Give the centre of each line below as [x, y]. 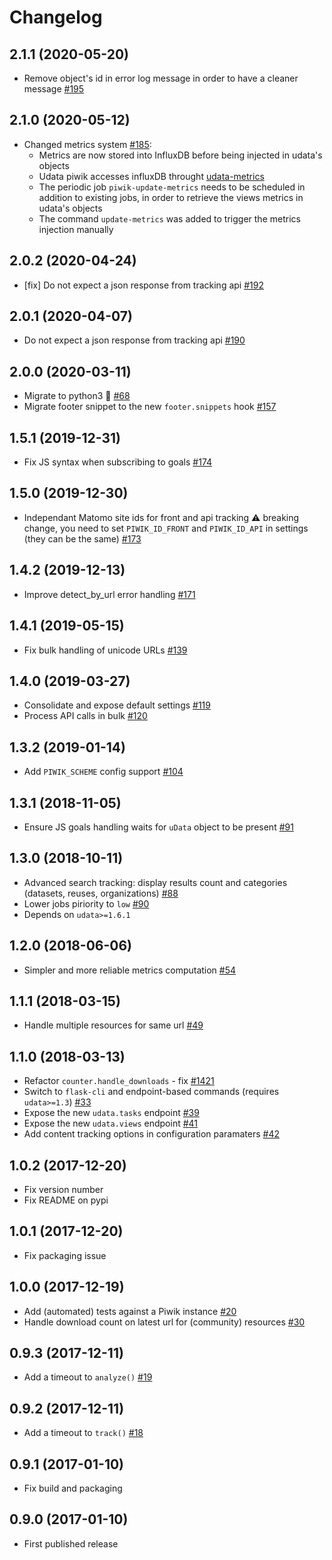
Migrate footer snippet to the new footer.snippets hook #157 [150, 407]
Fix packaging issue [65, 1255]
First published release [71, 1543]
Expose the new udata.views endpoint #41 [111, 1123]
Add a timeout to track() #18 [83, 1433]
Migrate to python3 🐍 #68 [77, 396]
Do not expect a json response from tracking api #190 [134, 340]
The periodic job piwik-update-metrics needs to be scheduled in [172, 187]
